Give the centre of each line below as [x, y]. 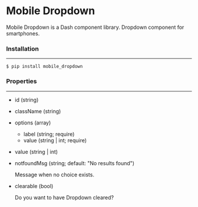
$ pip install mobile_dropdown [44, 67]
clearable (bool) [34, 186]
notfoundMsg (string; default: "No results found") [74, 163]
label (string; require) [49, 134]
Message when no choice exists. [54, 175]
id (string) [27, 100]
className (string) [38, 111]
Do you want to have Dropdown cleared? [64, 197]
